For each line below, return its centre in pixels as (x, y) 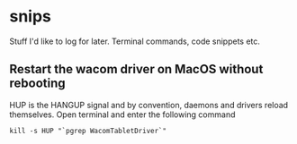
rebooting (37, 84)
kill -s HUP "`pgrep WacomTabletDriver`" (88, 131)
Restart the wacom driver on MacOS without (136, 69)
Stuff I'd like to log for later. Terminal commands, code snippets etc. (135, 41)
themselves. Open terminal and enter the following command (122, 114)
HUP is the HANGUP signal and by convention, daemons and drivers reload (149, 105)
